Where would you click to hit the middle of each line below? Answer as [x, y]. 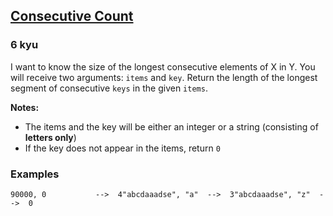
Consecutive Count [72, 16]
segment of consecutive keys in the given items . [109, 88]
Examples [35, 174]
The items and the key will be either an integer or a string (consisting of [171, 126]
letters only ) [50, 137]
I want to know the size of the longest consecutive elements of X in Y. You [163, 66]
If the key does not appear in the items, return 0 [122, 148]
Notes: [25, 107]
